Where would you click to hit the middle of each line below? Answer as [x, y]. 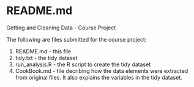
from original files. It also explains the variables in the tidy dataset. [99, 77]
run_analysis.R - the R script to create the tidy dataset [83, 64]
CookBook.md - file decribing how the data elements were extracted [102, 70]
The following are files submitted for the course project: [76, 39]
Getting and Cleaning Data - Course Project [61, 28]
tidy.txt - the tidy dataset [46, 58]
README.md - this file [43, 51]
